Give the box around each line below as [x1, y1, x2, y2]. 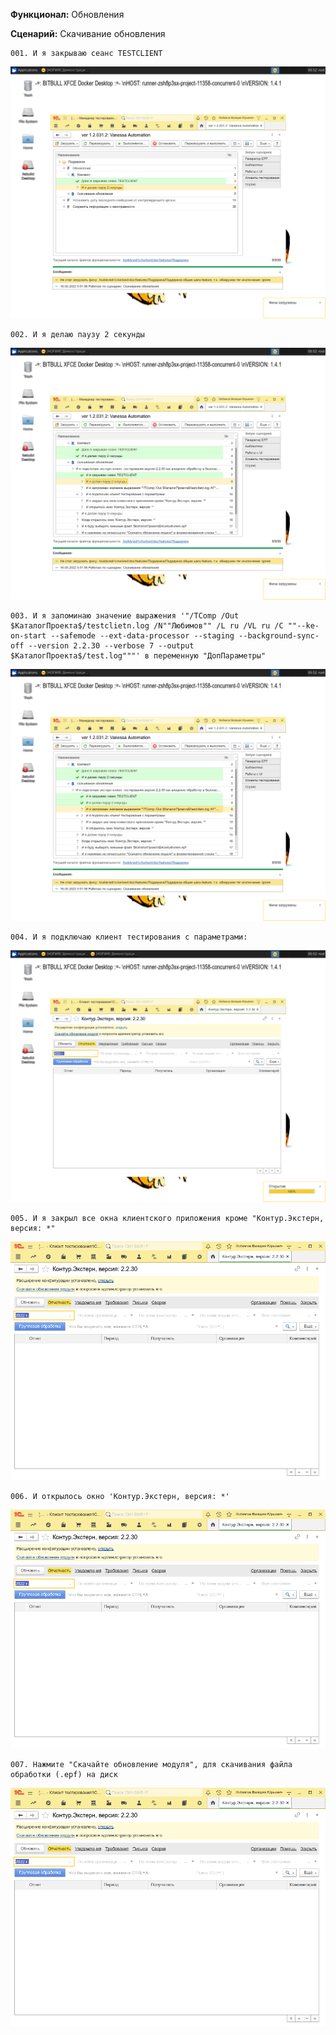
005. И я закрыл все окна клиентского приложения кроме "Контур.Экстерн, [10, 1214, 325, 1224]
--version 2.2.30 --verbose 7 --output [28, 641, 195, 651]
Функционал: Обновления [10, 9, 125, 20]
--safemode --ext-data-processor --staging [50, 631, 235, 641]
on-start [10, 631, 47, 641]
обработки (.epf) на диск [10, 1770, 118, 1780]
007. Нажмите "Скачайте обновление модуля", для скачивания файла [10, 1760, 293, 1770]
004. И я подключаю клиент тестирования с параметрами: [10, 932, 248, 943]
